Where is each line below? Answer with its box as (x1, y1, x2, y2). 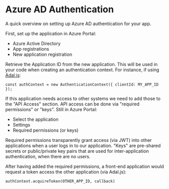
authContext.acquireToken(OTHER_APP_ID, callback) (5, 178, 115, 184)
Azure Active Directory (12, 40, 61, 47)
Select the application (12, 116, 59, 122)
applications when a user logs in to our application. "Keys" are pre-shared (5, 142, 161, 149)
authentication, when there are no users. (5, 153, 91, 159)
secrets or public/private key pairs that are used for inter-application (5, 148, 149, 154)
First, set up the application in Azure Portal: (5, 30, 96, 36)
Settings (12, 121, 31, 128)
